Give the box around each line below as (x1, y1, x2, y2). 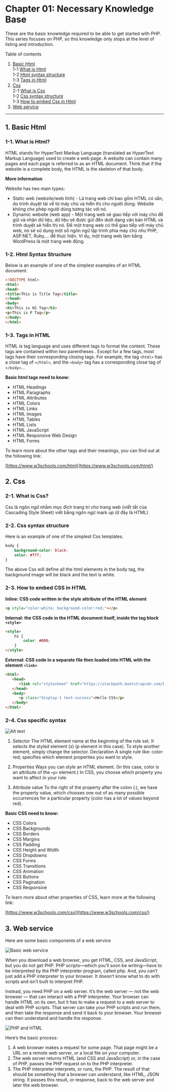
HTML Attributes (12, 394, 47, 401)
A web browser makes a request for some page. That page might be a (12, 1045, 158, 1051)
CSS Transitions (12, 863, 46, 869)
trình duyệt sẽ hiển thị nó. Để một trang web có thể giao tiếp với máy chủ (12, 222, 163, 228)
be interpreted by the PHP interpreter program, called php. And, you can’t (5, 968, 157, 974)
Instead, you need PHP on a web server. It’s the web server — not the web (5, 988, 159, 995)
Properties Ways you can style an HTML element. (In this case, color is (12, 764, 159, 770)
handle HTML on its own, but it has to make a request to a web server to (5, 999, 155, 1005)
